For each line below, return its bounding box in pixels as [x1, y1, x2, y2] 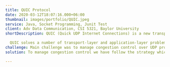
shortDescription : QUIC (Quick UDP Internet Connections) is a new [5, 31, 151, 36]
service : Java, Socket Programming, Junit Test [5, 21, 108, 27]
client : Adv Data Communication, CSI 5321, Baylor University [5, 26, 139, 31]
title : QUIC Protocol [5, 7, 51, 13]
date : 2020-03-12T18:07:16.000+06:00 [5, 12, 85, 17]
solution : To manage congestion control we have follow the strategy [5, 49, 155, 55]
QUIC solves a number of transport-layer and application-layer [10, 40, 148, 46]
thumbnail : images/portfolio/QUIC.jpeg [5, 17, 90, 22]
